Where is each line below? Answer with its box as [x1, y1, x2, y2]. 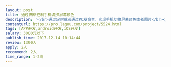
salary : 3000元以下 [5, 31, 44, 36]
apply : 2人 [5, 45, 28, 50]
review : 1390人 [5, 40, 37, 45]
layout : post [5, 7, 33, 13]
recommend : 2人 [5, 49, 37, 54]
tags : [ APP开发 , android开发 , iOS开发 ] [5, 26, 81, 31]
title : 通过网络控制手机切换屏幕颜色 [5, 12, 75, 17]
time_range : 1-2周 [5, 54, 44, 59]
